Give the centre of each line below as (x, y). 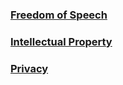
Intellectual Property (61, 41)
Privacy (29, 68)
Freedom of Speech (59, 15)
